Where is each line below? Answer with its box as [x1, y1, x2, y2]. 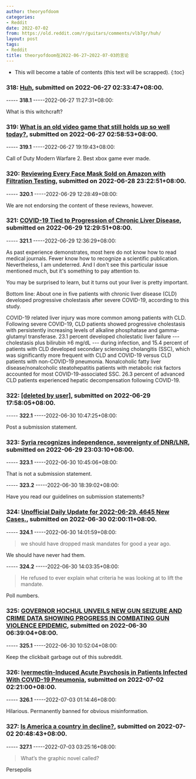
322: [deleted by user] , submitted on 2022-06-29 [6, 391, 151, 399]
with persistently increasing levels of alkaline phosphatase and [6, 326, 158, 333]
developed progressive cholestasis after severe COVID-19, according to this [6, 296, 190, 303]
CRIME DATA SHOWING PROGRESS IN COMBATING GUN [6, 614, 170, 622]
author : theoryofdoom [6, 8, 59, 15]
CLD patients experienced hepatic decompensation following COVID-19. [6, 376, 181, 383]
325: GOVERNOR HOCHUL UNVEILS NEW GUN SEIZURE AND [6, 606, 183, 615]
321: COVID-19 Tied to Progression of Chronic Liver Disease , [6, 216, 182, 224]
